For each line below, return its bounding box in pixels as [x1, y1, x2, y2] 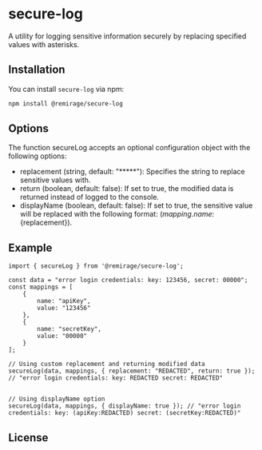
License [8, 431, 49, 444]
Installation [8, 63, 65, 77]
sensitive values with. [19, 175, 91, 185]
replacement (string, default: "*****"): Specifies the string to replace [19, 167, 245, 177]
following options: [8, 151, 67, 161]
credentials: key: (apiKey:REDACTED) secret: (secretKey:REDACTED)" [8, 409, 241, 417]
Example [8, 241, 53, 254]
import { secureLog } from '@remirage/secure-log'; [8, 262, 184, 270]
